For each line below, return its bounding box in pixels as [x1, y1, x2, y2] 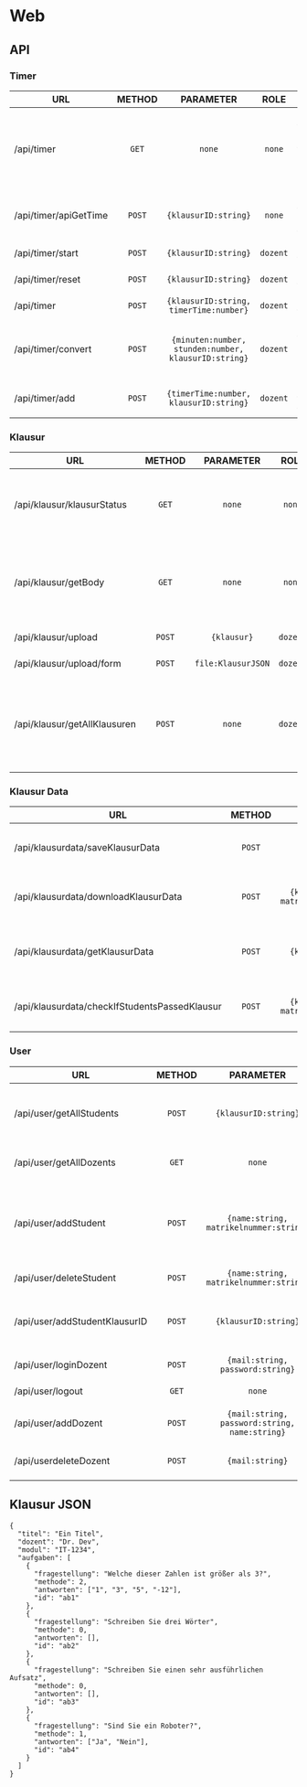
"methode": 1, [33, 1729, 89, 1739]
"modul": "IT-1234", [17, 1545, 96, 1555]
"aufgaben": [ [17, 1553, 71, 1562]
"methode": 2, [33, 1577, 89, 1587]
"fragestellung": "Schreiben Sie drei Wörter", [33, 1617, 219, 1626]
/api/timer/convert [14, 342, 92, 355]
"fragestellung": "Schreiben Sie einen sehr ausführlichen [33, 1665, 263, 1675]
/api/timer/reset [14, 273, 80, 285]
